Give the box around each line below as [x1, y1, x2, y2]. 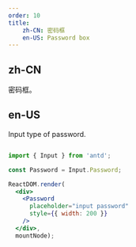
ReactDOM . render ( [8, 180, 66, 188]
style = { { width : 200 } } [28, 210, 108, 218]
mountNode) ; [15, 231, 55, 240]
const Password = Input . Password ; [8, 165, 123, 174]
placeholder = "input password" [28, 203, 129, 211]
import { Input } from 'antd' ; [8, 151, 111, 159]
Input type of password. [8, 129, 86, 139]
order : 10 [8, 11, 41, 20]
